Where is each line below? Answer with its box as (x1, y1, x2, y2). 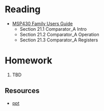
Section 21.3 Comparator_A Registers (19, 37, 98, 43)
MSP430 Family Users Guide (12, 20, 73, 27)
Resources (5, 86, 40, 95)
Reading (5, 4, 41, 15)
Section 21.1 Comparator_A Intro (19, 26, 87, 32)
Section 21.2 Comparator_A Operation (19, 31, 99, 37)
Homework (5, 55, 53, 66)
